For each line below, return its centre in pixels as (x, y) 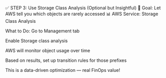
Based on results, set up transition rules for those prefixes (66, 60)
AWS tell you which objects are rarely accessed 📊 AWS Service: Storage (82, 14)
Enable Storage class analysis (36, 41)
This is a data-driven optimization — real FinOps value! (63, 70)
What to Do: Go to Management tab (43, 31)
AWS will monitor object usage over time (48, 50)
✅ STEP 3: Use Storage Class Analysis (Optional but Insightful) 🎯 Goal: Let (83, 8)
